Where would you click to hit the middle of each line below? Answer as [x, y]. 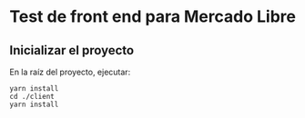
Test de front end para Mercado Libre [152, 17]
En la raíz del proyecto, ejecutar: [70, 72]
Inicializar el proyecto [72, 50]
